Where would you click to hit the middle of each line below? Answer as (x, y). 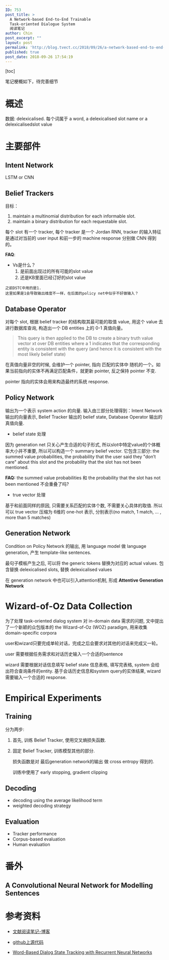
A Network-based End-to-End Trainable (51, 19)
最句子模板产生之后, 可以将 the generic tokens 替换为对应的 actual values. (82, 563)
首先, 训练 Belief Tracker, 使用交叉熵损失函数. (59, 740)
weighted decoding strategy (42, 806)
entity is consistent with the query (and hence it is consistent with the (90, 349)
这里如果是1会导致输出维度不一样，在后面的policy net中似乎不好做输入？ (72, 294)
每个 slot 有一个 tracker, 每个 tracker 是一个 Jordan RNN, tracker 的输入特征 (83, 232)
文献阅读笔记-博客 (31, 931)
